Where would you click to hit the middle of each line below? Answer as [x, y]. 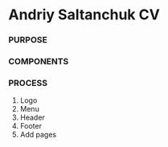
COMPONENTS [39, 62]
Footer [31, 126]
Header [33, 117]
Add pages [38, 135]
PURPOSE [28, 40]
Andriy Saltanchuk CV [84, 15]
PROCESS [28, 83]
